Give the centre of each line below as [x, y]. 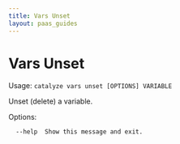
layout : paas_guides [43, 23]
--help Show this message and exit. [79, 132]
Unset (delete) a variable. [51, 101]
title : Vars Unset [39, 16]
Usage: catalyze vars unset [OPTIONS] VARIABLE [90, 86]
